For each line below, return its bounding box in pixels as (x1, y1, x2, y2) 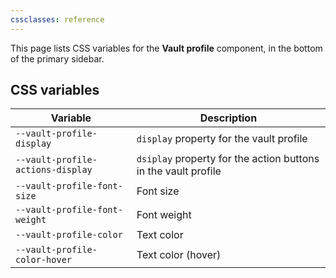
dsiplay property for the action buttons (136, 152, 320, 166)
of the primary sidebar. (10, 52, 105, 65)
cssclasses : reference (10, 14, 105, 25)
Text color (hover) (136, 248, 222, 262)
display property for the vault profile (136, 132, 308, 146)
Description (199, 111, 258, 125)
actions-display (15, 164, 93, 176)
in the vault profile (136, 164, 222, 178)
